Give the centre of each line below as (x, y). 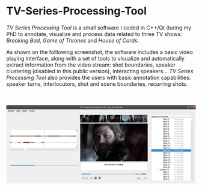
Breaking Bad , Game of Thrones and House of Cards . (73, 40)
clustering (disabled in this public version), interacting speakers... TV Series (100, 71)
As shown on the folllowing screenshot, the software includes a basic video (100, 52)
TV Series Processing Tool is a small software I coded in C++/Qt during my (99, 28)
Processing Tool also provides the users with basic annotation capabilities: (99, 77)
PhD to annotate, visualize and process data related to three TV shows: (94, 34)
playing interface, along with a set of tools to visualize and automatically (96, 58)
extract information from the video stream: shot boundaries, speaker (91, 65)
